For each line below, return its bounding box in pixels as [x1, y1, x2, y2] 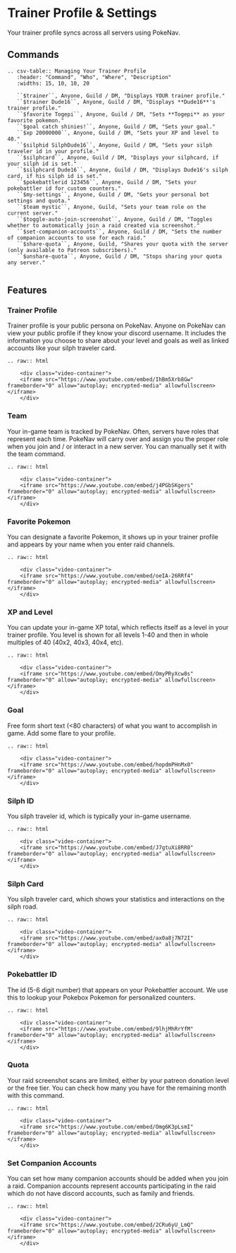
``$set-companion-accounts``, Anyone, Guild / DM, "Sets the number [16, 228, 222, 235]
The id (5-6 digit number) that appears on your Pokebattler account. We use [7, 985, 228, 994]
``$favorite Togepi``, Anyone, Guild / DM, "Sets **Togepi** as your [16, 111, 225, 118]
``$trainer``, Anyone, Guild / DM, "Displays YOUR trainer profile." [16, 92, 225, 100]
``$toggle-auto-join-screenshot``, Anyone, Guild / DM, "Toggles [16, 215, 213, 223]
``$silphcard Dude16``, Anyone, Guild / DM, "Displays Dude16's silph [16, 166, 229, 174]
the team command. [7, 450, 66, 458]
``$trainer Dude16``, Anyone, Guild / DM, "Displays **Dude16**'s [16, 98, 216, 105]
